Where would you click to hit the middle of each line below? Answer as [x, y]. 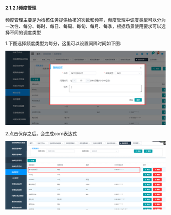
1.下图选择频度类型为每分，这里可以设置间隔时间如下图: [63, 44]
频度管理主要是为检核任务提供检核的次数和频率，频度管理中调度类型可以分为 [85, 20]
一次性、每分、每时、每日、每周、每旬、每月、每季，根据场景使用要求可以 [83, 26]
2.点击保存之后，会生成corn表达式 [41, 133]
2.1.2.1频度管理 [21, 8]
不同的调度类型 [25, 32]
